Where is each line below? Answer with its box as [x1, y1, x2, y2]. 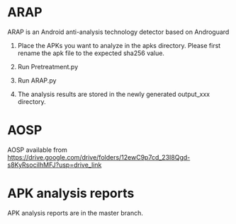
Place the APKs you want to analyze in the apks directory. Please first [17, 41, 221, 49]
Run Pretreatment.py [17, 62, 79, 71]
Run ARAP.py [17, 76, 57, 85]
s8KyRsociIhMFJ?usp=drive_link [7, 160, 102, 169]
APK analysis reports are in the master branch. [7, 208, 143, 217]
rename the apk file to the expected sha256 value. [17, 49, 165, 57]
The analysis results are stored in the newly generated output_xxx [17, 90, 210, 98]
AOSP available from [7, 146, 67, 154]
